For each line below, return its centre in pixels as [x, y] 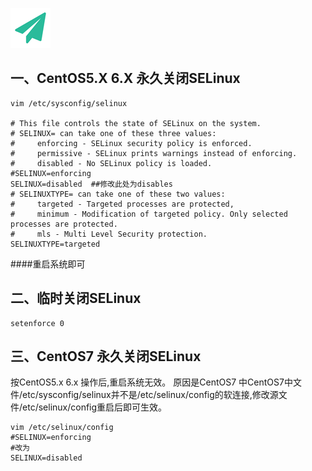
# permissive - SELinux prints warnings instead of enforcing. [154, 153]
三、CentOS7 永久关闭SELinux [106, 356]
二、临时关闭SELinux [76, 298]
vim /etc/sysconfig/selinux [69, 103]
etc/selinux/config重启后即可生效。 [95, 407]
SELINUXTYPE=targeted [55, 244]
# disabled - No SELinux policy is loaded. [111, 163]
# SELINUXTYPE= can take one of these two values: [118, 194]
